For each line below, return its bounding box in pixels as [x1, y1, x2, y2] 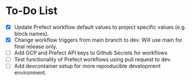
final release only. [14, 43, 57, 50]
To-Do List [5, 4, 58, 18]
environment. [14, 69, 47, 76]
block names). [14, 31, 49, 37]
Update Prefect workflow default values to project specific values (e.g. [14, 23, 187, 31]
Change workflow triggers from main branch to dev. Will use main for [14, 36, 183, 43]
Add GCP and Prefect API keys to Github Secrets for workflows [14, 49, 168, 56]
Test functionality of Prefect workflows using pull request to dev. [14, 56, 172, 63]
